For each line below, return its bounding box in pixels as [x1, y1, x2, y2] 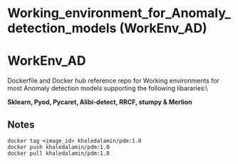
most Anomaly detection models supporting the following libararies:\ [7, 84, 208, 93]
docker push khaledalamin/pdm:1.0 [7, 143, 110, 150]
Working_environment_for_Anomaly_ [7, 5, 232, 21]
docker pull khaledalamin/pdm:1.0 [7, 150, 110, 157]
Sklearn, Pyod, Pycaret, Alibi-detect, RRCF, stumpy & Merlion [7, 98, 192, 106]
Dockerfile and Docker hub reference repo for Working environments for [7, 76, 219, 85]
